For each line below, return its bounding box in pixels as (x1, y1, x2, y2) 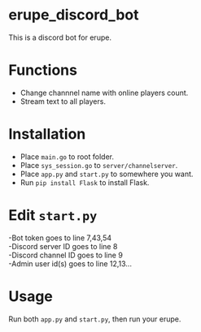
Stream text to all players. (20, 96, 106, 106)
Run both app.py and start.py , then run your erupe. (8, 314, 181, 324)
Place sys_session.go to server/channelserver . (20, 160, 178, 170)
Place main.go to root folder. (20, 152, 114, 162)
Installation (8, 125, 86, 144)
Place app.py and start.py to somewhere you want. (20, 169, 194, 179)
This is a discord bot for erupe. (8, 32, 112, 42)
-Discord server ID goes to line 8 (8, 241, 118, 251)
